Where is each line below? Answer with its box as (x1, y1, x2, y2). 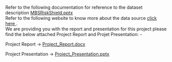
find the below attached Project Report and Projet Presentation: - (5, 32, 142, 37)
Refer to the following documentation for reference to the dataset (5, 5, 143, 10)
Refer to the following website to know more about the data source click (5, 15, 157, 21)
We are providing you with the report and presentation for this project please (5, 26, 167, 32)
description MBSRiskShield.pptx (5, 10, 73, 16)
